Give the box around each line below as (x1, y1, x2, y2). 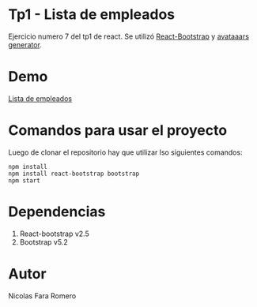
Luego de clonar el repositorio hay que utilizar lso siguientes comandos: (8, 148, 243, 157)
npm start (8, 176, 41, 185)
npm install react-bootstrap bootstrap (8, 170, 140, 178)
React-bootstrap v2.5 (19, 229, 89, 238)
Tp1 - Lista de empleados (8, 6, 176, 24)
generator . (8, 39, 42, 49)
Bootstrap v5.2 (19, 237, 69, 246)
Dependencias (8, 203, 106, 220)
